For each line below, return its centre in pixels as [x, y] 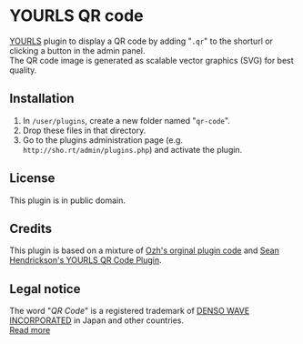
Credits [31, 228]
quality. [23, 70]
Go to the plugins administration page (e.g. [103, 140]
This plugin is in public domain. [67, 200]
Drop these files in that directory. [84, 130]
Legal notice [45, 289]
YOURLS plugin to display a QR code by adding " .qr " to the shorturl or [141, 41]
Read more [30, 330]
